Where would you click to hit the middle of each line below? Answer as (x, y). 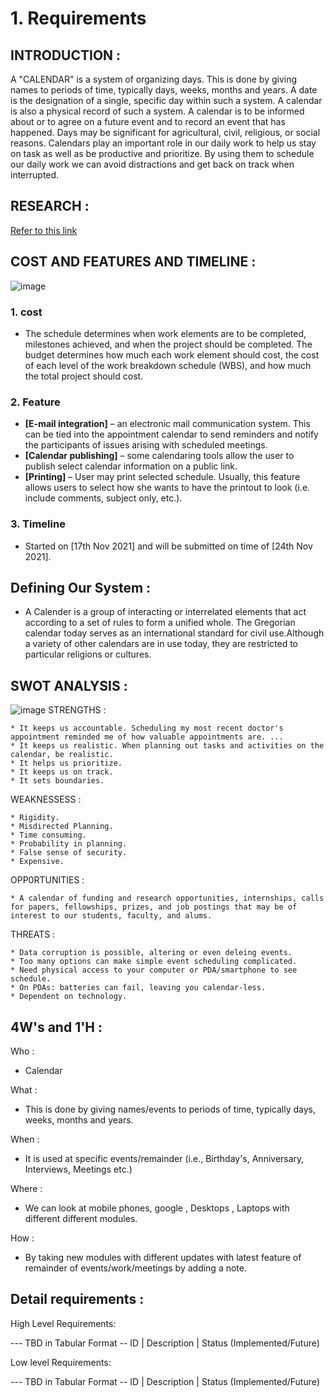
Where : (26, 1188)
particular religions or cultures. (88, 654)
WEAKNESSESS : (46, 799)
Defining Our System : (81, 587)
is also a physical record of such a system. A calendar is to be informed (157, 111)
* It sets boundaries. (57, 781)
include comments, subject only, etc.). (103, 498)
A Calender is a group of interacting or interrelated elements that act (165, 612)
